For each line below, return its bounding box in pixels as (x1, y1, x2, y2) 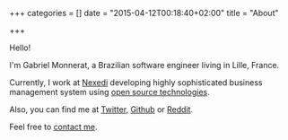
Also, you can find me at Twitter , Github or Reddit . (9, 104, 194, 115)
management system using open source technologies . (9, 87, 210, 97)
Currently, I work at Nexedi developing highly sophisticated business (9, 77, 263, 88)
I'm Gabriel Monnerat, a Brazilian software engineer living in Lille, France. (9, 60, 280, 70)
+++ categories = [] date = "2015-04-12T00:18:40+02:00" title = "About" (9, 8, 279, 18)
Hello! (9, 42, 31, 53)
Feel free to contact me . (9, 121, 98, 132)
